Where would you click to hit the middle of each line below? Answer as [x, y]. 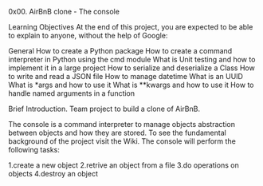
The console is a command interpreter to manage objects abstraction [122, 124]
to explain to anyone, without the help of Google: [88, 36]
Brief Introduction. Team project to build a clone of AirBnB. [104, 109]
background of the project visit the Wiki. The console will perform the [122, 141]
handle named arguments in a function [72, 93]
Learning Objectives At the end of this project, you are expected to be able [131, 27]
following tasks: [34, 150]
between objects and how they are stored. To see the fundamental [118, 133]
